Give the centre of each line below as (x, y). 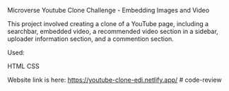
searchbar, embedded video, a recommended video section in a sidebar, (113, 31)
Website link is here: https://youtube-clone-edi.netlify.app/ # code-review (114, 80)
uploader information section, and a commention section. (91, 39)
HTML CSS (24, 66)
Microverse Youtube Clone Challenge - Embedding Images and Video (108, 10)
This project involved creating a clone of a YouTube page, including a (108, 24)
